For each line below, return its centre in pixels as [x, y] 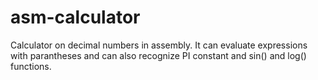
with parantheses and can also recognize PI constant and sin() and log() [158, 55]
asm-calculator [75, 17]
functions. [31, 66]
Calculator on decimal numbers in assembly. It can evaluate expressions [159, 45]
